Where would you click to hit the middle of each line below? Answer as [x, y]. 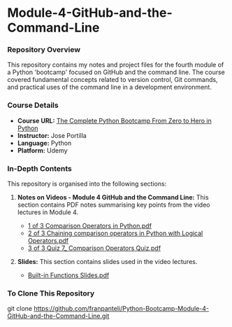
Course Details [33, 105]
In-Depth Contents [39, 168]
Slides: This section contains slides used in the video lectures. [107, 262]
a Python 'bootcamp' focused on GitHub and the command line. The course [116, 72]
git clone [20, 309]
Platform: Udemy [42, 150]
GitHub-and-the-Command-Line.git [58, 316]
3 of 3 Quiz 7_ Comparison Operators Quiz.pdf [94, 248]
